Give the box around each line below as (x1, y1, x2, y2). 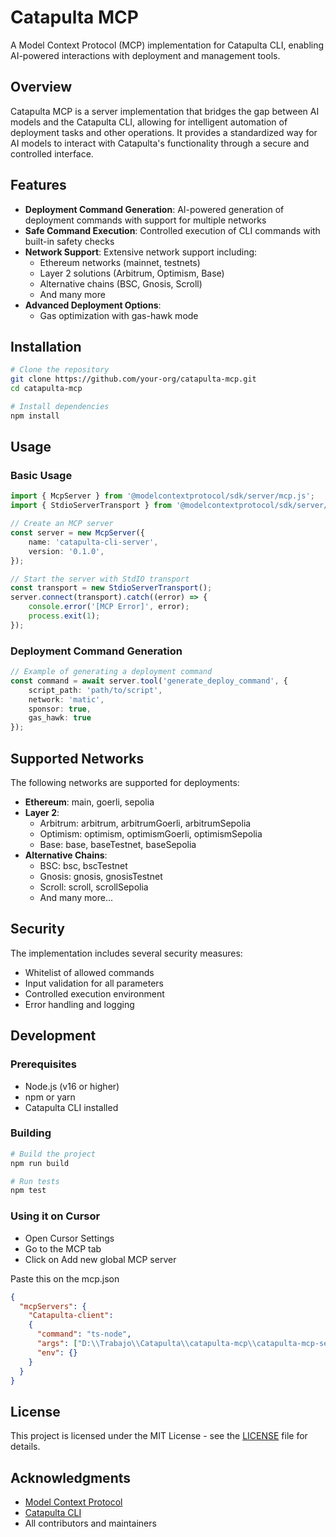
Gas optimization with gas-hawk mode (39, 309, 199, 321)
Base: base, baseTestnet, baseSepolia (39, 839, 197, 851)
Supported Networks (10, 750, 145, 767)
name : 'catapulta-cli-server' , (28, 537, 159, 547)
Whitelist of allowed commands (24, 966, 155, 978)
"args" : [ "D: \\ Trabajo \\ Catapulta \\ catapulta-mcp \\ (36, 1339, 257, 1349)
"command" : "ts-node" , (36, 1329, 132, 1340)
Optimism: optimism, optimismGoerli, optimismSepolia (39, 828, 263, 840)
